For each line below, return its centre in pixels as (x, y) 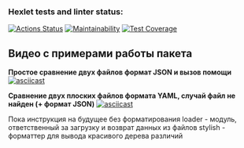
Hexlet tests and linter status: (66, 12)
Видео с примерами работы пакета (100, 53)
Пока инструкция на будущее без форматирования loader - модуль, (123, 119)
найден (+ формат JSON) (52, 104)
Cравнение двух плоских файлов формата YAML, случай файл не (122, 96)
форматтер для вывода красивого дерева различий (96, 136)
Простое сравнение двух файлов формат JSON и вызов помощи (120, 72)
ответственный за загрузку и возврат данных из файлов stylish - (117, 128)
